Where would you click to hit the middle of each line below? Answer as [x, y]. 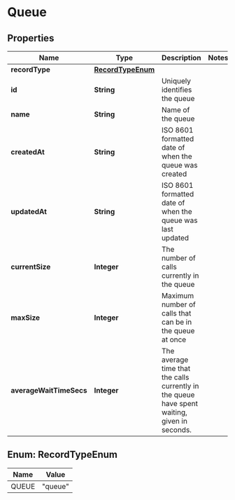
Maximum [178, 296]
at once [174, 339]
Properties [31, 38]
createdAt [28, 152]
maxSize [26, 318]
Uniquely [176, 81]
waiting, [174, 412]
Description [181, 58]
